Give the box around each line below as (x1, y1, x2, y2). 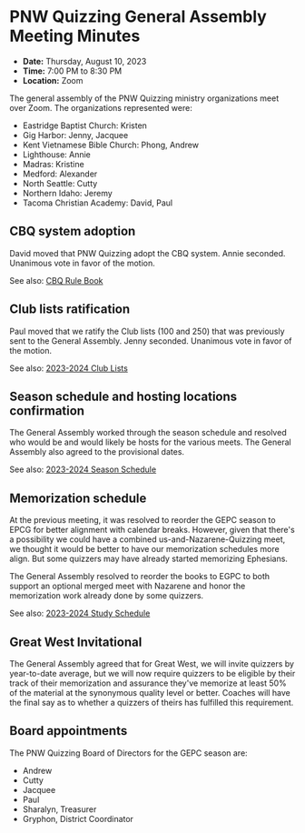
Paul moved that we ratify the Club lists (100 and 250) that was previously (9, 326, 285, 336)
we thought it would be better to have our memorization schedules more (9, 544, 280, 555)
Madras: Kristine (22, 158, 84, 169)
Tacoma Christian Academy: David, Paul (22, 197, 173, 208)
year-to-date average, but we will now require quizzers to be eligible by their (9, 668, 296, 678)
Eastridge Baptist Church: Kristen (22, 120, 148, 131)
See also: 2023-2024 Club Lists (9, 362, 129, 374)
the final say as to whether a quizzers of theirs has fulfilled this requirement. (9, 698, 294, 708)
